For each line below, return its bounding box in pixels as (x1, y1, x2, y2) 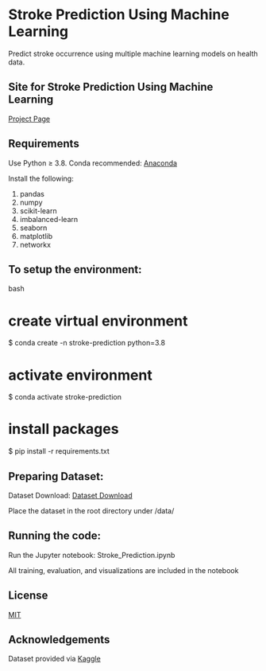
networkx (19, 240, 52, 249)
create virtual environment (8, 312, 188, 330)
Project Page (8, 114, 50, 123)
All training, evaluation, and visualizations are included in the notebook (8, 565, 239, 575)
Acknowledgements (8, 633, 110, 646)
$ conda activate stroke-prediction (8, 392, 121, 402)
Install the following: (8, 174, 74, 183)
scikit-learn (19, 205, 57, 216)
